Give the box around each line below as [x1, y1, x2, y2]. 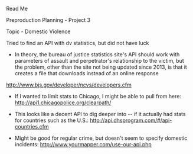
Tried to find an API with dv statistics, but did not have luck [6, 40, 149, 46]
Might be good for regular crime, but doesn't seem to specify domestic [14, 134, 188, 142]
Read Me [6, 5, 28, 12]
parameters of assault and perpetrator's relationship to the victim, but [14, 57, 184, 64]
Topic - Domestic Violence [6, 28, 71, 35]
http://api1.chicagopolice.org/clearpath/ [14, 99, 112, 106]
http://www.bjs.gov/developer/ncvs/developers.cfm [6, 81, 132, 88]
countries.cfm [14, 123, 49, 130]
